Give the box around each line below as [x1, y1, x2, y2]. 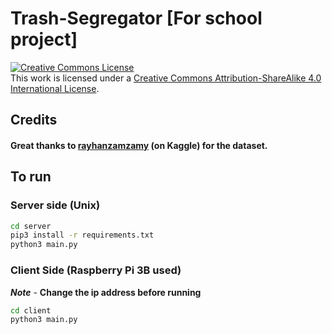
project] [10, 28, 78, 51]
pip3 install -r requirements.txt [10, 230, 155, 241]
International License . [10, 82, 100, 94]
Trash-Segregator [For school [10, 7, 263, 30]
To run [10, 168, 52, 186]
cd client [10, 305, 52, 316]
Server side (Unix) [10, 198, 101, 212]
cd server [10, 221, 52, 231]
